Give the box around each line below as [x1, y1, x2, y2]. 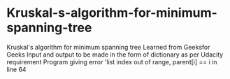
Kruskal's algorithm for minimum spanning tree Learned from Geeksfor [6, 43, 210, 51]
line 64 [6, 65, 27, 73]
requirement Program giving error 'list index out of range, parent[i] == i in [6, 57, 217, 66]
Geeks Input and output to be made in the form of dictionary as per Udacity [6, 50, 224, 59]
